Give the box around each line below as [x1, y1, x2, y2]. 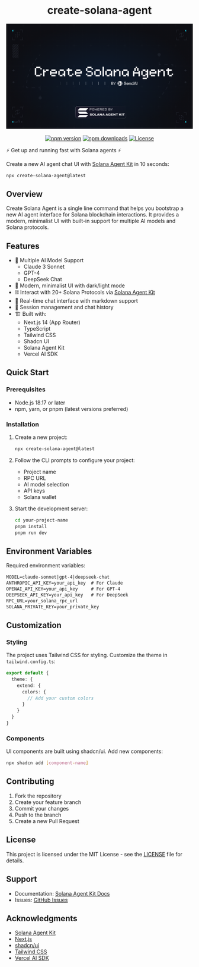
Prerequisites [6, 385, 46, 394]
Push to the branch [14, 811, 62, 818]
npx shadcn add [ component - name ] [6, 760, 89, 766]
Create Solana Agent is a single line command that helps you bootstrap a [6, 205, 184, 212]
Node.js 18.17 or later [14, 399, 66, 406]
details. [6, 857, 24, 864]
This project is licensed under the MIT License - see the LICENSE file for [6, 850, 182, 858]
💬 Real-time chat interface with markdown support [14, 297, 138, 304]
